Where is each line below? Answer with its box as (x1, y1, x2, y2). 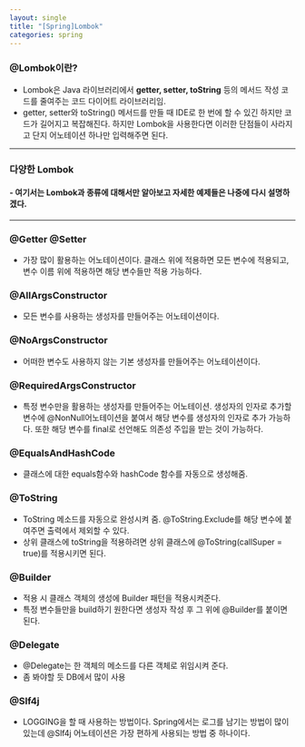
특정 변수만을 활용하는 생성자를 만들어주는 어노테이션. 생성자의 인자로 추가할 (22, 400, 292, 411)
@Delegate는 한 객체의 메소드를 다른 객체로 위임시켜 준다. (22, 660, 229, 672)
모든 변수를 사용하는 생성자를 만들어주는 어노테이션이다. (22, 310, 220, 322)
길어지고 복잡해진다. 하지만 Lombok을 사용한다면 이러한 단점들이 (39, 118, 270, 129)
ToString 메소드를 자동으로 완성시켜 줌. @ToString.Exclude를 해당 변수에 (22, 514, 283, 525)
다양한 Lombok (9, 162, 74, 175)
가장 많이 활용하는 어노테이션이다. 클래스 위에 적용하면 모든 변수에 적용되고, (22, 255, 290, 266)
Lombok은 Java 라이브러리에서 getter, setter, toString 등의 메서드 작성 (22, 84, 280, 95)
